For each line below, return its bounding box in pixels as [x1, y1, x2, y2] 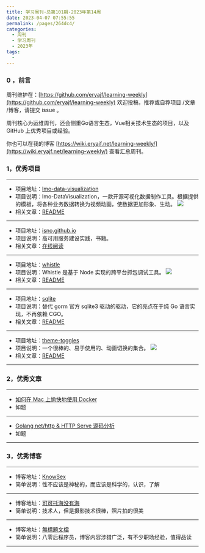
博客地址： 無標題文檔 [15, 525, 69, 533]
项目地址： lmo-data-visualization [15, 185, 99, 193]
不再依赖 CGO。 [26, 310, 67, 318]
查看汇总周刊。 [109, 148, 147, 155]
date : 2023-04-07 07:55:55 [6, 15, 75, 21]
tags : [6, 49, 20, 55]
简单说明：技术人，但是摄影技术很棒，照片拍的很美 [15, 506, 144, 514]
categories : [6, 26, 37, 32]
